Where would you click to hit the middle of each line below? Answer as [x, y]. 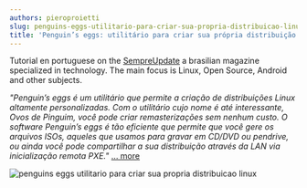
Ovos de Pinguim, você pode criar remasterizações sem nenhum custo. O [148, 117]
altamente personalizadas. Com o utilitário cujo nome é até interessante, [147, 108]
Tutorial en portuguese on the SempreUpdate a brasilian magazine [135, 61]
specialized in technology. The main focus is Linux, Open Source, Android [148, 70]
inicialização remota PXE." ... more [74, 156]
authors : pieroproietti [55, 18]
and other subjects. [46, 80]
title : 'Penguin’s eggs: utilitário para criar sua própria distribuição [153, 35]
